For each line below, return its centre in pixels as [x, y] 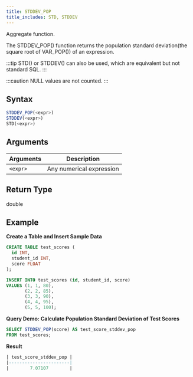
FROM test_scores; [29, 335]
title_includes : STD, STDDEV [42, 17]
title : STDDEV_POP [29, 12]
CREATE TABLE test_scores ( [41, 247]
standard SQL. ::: [27, 69]
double [15, 204]
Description [83, 159]
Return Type [29, 190]
